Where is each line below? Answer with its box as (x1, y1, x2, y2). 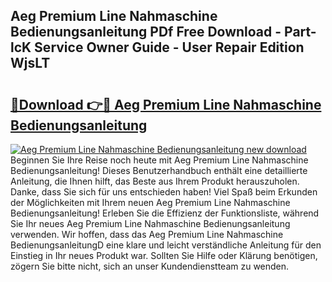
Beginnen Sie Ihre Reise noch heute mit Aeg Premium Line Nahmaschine (10, 154, 309, 166)
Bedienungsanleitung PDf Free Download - (10, 24, 282, 41)
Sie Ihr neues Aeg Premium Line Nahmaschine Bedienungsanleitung (10, 218, 291, 229)
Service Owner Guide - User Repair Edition (34, 39, 305, 56)
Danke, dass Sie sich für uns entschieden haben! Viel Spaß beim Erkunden (10, 186, 318, 198)
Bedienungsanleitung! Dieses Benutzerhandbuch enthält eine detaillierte (10, 165, 308, 176)
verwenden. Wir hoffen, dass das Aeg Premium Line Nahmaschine (10, 229, 284, 240)
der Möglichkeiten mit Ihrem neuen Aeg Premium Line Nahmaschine (10, 197, 291, 208)
